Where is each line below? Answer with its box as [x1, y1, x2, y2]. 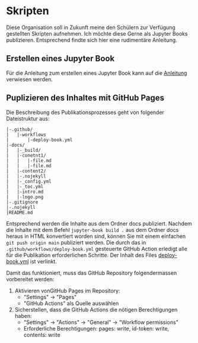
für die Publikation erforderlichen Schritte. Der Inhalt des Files [6, 251, 157, 259]
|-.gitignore [6, 199, 39, 205]
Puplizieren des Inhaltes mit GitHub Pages [6, 93, 165, 103]
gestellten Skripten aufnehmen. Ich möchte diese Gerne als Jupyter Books [6, 30, 188, 37]
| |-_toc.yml [6, 183, 44, 189]
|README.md [6, 209, 33, 215]
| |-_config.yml [6, 178, 52, 185]
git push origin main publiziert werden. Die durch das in [6, 239, 146, 246]
